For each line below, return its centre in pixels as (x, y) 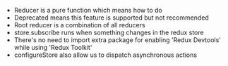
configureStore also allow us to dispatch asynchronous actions (106, 55)
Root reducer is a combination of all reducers (80, 25)
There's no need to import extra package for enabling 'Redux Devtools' (117, 40)
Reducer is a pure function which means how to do (88, 10)
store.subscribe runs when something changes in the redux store (109, 32)
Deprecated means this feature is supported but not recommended (112, 18)
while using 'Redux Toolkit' (53, 47)
